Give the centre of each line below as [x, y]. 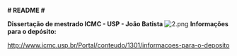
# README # [26, 10]
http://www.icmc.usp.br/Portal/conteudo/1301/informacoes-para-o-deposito [118, 45]
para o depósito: [32, 32]
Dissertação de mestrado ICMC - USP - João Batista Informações [118, 24]
